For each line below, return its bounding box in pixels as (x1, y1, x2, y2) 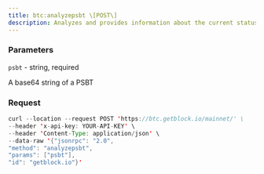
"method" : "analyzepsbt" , (8, 144, 93, 152)
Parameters (8, 45, 53, 56)
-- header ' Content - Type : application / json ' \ (8, 129, 159, 137)
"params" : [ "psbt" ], (8, 151, 76, 159)
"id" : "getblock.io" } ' (8, 158, 82, 167)
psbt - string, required (8, 62, 79, 71)
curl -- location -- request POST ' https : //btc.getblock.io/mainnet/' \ (8, 115, 244, 123)
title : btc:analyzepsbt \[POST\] (8, 11, 118, 20)
